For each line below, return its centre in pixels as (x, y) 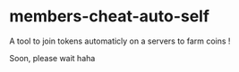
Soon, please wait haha (52, 58)
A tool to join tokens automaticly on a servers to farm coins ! (120, 41)
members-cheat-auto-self (110, 16)
